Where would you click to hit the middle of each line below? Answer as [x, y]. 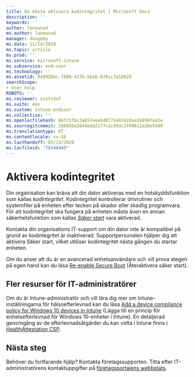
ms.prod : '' [20, 55]
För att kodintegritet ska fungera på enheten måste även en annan [86, 212]
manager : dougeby [27, 39]
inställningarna [24, 304]
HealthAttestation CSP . [34, 330]
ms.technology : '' [28, 72]
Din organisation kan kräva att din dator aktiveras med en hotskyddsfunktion [98, 193]
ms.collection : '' [28, 115]
